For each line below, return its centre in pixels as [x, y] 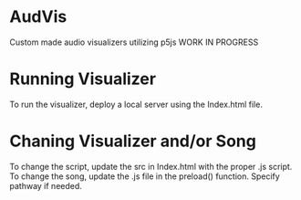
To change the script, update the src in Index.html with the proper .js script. [151, 166]
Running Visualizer [83, 79]
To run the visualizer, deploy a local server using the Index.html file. [136, 104]
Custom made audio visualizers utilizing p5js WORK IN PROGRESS [134, 42]
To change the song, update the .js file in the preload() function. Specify [145, 176]
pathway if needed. [46, 185]
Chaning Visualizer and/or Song [133, 141]
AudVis [38, 17]
